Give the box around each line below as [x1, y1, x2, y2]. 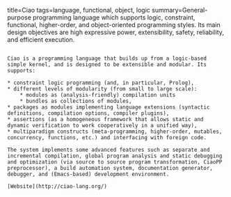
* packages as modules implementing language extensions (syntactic [7, 104, 210, 111]
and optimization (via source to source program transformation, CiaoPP [7, 159, 223, 166]
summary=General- [152, 6, 208, 14]
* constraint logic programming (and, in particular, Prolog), [7, 79, 195, 86]
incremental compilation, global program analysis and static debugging [7, 152, 223, 159]
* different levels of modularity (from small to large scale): [7, 86, 198, 93]
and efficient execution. [7, 36, 75, 44]
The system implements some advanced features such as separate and [7, 146, 210, 153]
